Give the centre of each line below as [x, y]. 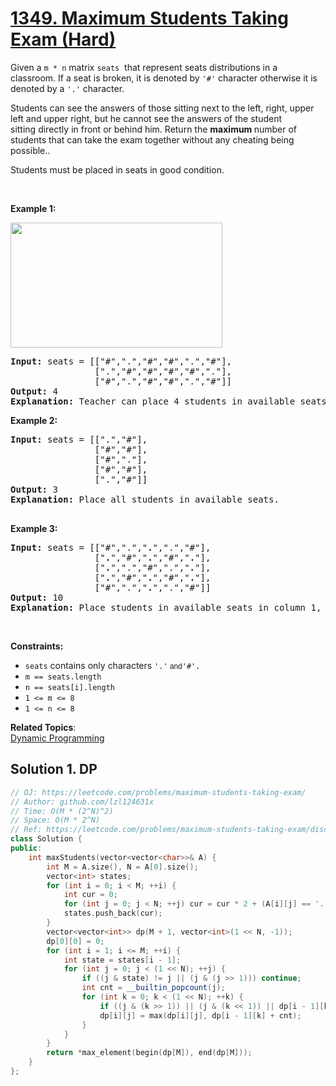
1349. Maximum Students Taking [149, 18]
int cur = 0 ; [90, 895]
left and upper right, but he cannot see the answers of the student [146, 118]
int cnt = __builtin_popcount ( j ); [153, 988]
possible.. [30, 150]
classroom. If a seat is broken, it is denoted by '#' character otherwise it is [164, 78]
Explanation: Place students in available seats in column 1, [166, 607]
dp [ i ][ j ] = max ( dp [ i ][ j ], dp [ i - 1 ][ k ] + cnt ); [200, 1015]
